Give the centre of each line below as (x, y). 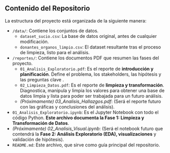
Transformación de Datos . (41, 123)
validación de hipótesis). (38, 139)
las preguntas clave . (42, 79)
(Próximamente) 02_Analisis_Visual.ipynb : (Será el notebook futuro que (88, 128)
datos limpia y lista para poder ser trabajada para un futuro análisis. (91, 96)
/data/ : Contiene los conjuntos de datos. (55, 31)
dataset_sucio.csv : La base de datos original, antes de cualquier (88, 36)
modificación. (34, 41)
